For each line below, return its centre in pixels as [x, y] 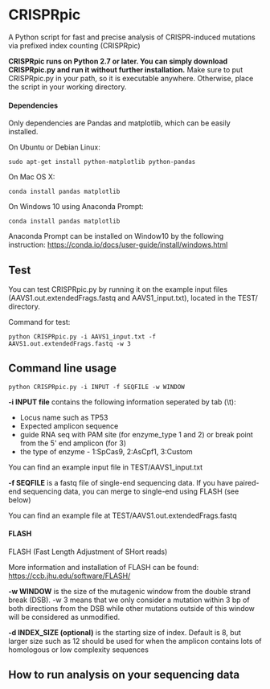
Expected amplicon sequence [69, 426]
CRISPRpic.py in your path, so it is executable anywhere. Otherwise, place [131, 78]
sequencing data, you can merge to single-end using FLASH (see [131, 491]
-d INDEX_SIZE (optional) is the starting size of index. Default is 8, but [125, 632]
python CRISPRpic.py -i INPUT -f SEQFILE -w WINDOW [96, 387]
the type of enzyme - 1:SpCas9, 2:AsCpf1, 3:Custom [106, 451]
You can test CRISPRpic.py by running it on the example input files [118, 289]
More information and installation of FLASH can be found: [104, 567]
